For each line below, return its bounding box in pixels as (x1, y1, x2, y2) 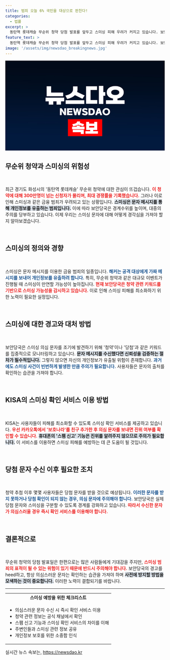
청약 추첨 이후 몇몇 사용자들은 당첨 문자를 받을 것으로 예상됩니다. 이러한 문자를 (5, 489, 159, 495)
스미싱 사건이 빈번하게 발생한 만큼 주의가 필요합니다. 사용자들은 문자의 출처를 (14, 363, 165, 369)
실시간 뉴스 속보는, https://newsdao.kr (5, 649, 82, 655)
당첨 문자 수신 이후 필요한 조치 (5, 465, 93, 474)
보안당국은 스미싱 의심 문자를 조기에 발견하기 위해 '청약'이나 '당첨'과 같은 (5, 344, 148, 350)
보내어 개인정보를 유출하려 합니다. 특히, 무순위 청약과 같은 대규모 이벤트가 (18, 274, 163, 280)
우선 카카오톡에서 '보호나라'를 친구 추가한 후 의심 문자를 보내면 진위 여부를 (12, 426, 156, 432)
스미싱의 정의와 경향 (5, 244, 64, 253)
